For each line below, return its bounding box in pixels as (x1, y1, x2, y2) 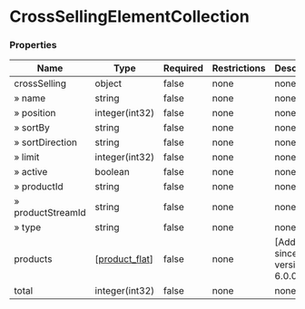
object (94, 77, 123, 90)
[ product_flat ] (94, 253, 154, 266)
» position (14, 107, 56, 120)
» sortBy (14, 121, 50, 134)
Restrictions (212, 62, 266, 74)
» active (14, 166, 48, 179)
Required (162, 62, 204, 74)
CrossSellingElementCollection (9, 6, 250, 27)
